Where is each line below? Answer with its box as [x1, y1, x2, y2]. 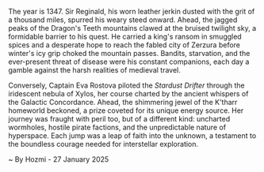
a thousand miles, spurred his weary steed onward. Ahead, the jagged [8, 15, 238, 24]
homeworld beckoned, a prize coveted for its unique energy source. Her [8, 106, 244, 115]
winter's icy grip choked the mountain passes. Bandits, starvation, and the [8, 49, 251, 58]
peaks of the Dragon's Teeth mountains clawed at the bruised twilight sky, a [8, 24, 256, 32]
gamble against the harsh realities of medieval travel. [8, 65, 181, 74]
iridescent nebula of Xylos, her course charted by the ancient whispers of [8, 89, 249, 98]
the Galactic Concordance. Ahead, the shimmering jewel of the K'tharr [8, 98, 238, 107]
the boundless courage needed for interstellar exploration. [8, 140, 199, 148]
